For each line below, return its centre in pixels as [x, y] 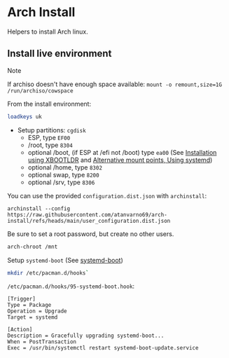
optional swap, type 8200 [63, 174]
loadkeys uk [25, 116]
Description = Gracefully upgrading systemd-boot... [86, 336]
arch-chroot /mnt [33, 247]
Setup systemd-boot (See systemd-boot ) [65, 260]
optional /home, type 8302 [65, 167]
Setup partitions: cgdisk [51, 130]
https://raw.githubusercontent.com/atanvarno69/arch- [88, 214]
